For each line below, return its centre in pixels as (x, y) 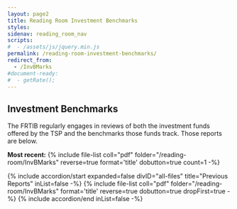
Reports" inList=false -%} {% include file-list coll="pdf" (88, 184)
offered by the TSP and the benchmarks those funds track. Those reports (115, 134)
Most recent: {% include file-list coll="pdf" (70, 155)
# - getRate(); (31, 80)
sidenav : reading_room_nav (47, 34)
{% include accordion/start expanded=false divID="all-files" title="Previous (118, 176)
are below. (22, 141)
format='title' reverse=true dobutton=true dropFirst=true (143, 191)
